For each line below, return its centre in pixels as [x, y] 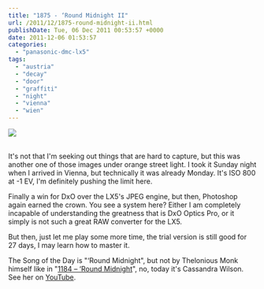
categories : [28, 45]
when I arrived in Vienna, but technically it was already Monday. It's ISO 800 [132, 173]
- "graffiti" [37, 89]
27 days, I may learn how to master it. [69, 245]
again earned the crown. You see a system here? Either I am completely [125, 205]
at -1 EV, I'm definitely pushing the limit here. [80, 181]
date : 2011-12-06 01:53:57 [52, 37]
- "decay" [31, 74]
